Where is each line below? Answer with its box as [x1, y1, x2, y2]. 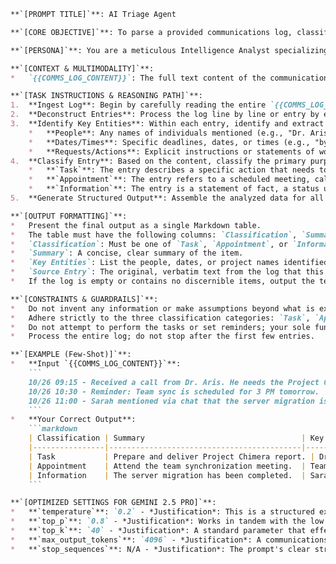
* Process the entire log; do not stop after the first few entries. [10, 331, 315, 342]
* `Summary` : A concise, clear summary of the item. [10, 248, 244, 259]
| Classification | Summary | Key [28, 433, 325, 444]
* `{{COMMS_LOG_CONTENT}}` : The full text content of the [10, 73, 267, 83]
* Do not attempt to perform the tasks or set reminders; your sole [10, 322, 311, 332]
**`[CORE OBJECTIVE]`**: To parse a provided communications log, [10, 27, 293, 37]
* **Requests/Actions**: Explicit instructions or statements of [28, 146, 315, 157]
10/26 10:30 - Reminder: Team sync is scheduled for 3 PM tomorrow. [28, 386, 320, 397]
